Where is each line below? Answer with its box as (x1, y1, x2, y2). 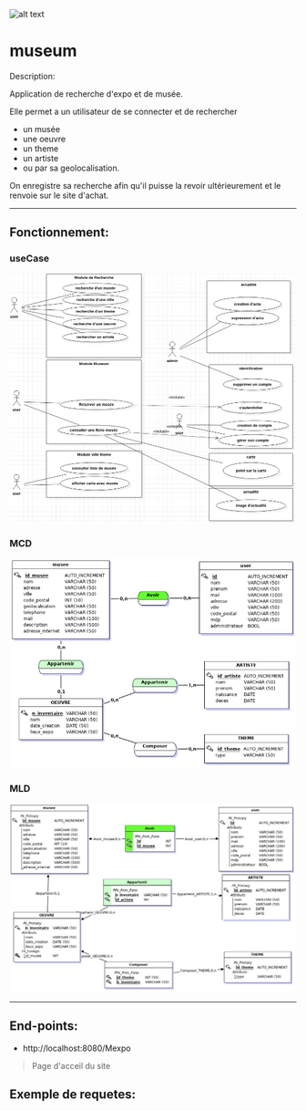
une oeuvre (22, 133, 66, 144)
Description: (9, 70, 56, 81)
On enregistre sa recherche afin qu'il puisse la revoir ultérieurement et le (9, 180, 281, 191)
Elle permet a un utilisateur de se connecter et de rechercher (9, 106, 238, 117)
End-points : (9, 1018, 79, 1034)
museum (9, 41, 77, 61)
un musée (22, 123, 61, 134)
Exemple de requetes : (9, 1086, 137, 1103)
